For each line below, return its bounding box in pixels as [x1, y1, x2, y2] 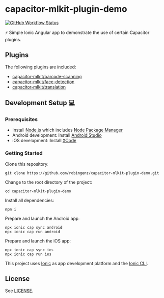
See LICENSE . [5, 288, 33, 294]
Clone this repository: [5, 161, 49, 167]
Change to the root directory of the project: [5, 179, 92, 185]
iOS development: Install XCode [12, 138, 77, 144]
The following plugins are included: [5, 64, 76, 70]
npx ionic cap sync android [5, 225, 63, 230]
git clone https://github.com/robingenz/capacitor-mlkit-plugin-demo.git [5, 171, 160, 176]
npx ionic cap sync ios [5, 247, 54, 252]
